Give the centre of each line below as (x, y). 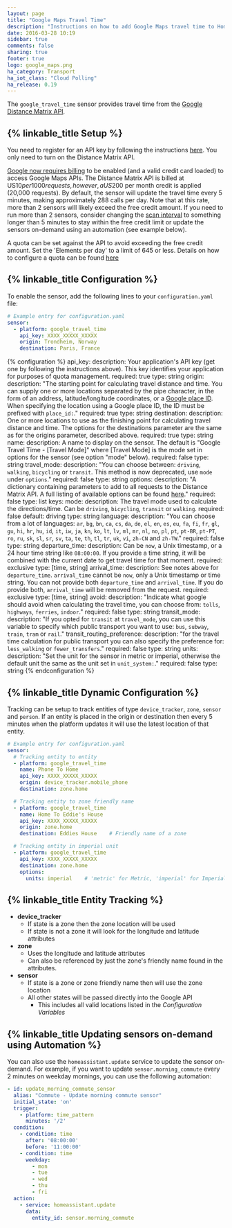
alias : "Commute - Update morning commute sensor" (88, 1095)
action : (25, 1198)
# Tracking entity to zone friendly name (74, 801)
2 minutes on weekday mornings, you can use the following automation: (109, 1076)
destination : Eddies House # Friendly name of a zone (103, 834)
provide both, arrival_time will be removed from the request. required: (108, 590)
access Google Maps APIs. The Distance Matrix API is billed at (96, 178)
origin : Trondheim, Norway (58, 342)
